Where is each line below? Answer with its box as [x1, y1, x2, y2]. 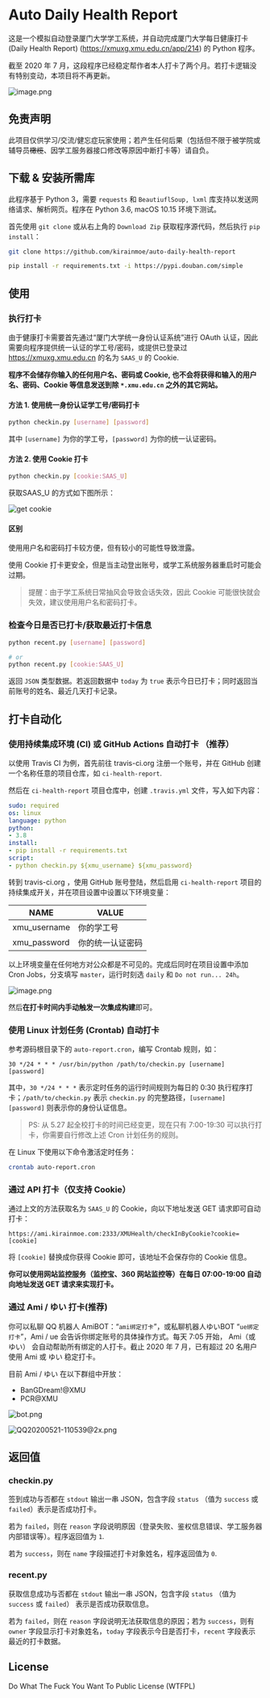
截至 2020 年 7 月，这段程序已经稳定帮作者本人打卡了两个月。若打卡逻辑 [8, 61, 250, 70]
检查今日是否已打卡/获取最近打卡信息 [8, 620, 152, 631]
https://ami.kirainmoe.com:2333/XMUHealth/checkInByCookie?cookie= [8, 1230, 240, 1238]
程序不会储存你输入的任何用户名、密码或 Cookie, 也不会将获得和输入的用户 [8, 370, 257, 379]
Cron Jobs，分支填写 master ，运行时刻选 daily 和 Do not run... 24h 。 [8, 969, 244, 979]
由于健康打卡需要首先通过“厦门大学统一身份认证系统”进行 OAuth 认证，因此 [8, 332, 259, 342]
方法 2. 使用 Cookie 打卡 [8, 454, 89, 463]
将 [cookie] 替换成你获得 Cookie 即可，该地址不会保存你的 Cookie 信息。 [8, 1253, 251, 1262]
